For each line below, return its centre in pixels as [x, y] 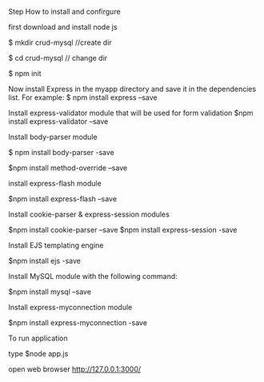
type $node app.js [38, 354]
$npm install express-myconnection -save [78, 322]
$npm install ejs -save [45, 261]
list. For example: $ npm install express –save [83, 97]
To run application [38, 338]
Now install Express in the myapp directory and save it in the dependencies [132, 89]
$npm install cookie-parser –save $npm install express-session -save [123, 230]
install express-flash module [55, 183]
